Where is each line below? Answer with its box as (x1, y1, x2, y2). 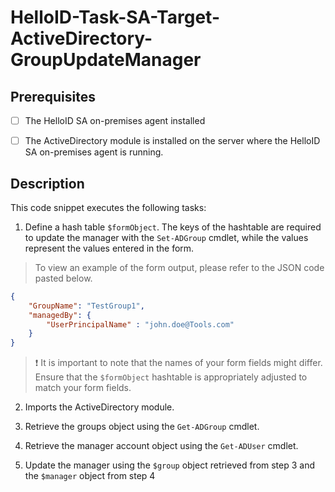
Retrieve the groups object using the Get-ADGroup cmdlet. (24, 421, 260, 433)
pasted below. (34, 272, 93, 284)
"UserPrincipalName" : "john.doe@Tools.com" (46, 319, 235, 330)
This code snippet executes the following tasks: (10, 201, 207, 213)
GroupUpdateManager (10, 49, 202, 71)
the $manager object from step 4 (24, 470, 156, 482)
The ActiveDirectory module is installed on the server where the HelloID (24, 135, 321, 147)
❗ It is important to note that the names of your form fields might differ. (34, 357, 323, 369)
